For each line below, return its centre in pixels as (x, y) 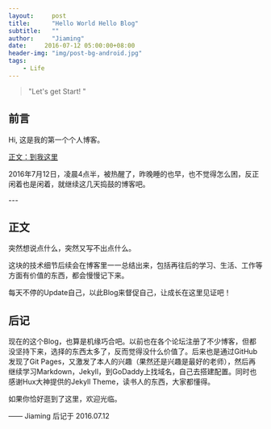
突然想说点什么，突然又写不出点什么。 (72, 248)
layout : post (38, 16)
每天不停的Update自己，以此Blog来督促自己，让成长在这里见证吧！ (120, 293)
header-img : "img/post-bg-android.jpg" (75, 53)
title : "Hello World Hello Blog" (73, 23)
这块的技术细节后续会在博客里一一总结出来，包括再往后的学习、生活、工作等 (135, 265)
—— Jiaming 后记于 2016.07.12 (59, 416)
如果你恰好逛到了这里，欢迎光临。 (65, 399)
